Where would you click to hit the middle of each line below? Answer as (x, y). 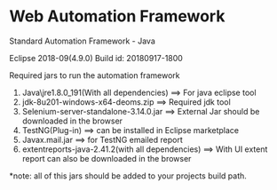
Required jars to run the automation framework (95, 75)
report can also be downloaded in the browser (107, 158)
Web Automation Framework (117, 16)
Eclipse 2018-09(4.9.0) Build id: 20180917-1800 (96, 58)
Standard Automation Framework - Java (82, 41)
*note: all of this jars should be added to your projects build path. (128, 176)
